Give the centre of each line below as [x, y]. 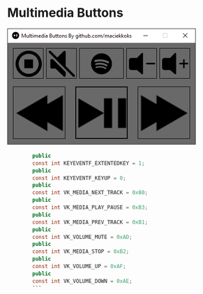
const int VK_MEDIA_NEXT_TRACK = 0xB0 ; [90, 193]
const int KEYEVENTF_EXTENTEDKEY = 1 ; [89, 163]
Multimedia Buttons [65, 13]
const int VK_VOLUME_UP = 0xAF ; [80, 267]
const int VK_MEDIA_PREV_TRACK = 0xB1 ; [90, 222]
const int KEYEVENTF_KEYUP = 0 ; [80, 178]
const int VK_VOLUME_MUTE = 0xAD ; [82, 237]
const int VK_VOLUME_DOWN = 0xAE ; [82, 281]
